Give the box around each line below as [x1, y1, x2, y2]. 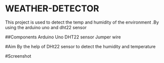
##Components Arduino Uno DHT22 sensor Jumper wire [5, 34, 121, 40]
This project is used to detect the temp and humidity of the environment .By [5, 19, 159, 25]
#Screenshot [5, 53, 32, 59]
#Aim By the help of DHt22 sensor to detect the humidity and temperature [5, 43, 156, 49]
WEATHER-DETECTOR [5, 3, 99, 14]
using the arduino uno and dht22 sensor [5, 24, 87, 30]
